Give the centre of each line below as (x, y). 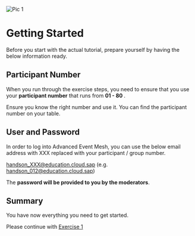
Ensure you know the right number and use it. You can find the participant (97, 107)
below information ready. (37, 56)
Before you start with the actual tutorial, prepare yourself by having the (93, 49)
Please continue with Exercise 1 (45, 227)
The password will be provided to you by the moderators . (78, 182)
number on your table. (33, 113)
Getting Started (45, 33)
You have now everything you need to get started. (67, 215)
